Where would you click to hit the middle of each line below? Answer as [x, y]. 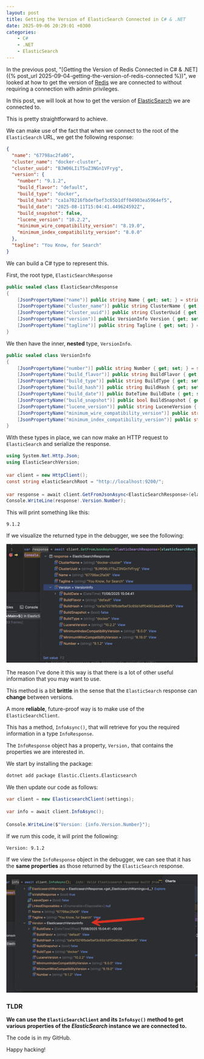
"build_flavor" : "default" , [53, 188]
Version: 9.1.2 [25, 849]
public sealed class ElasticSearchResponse [62, 287]
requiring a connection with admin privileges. [63, 89]
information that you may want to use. [54, 679]
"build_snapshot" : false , [50, 213]
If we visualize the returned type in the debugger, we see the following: [95, 536]
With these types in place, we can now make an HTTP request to [87, 437]
